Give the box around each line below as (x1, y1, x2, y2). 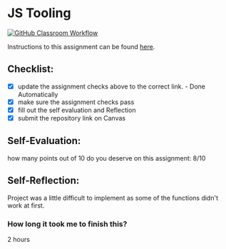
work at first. (7, 201, 45, 210)
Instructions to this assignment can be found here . (7, 42, 155, 51)
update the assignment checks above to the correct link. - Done (17, 82, 205, 91)
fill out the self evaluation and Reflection (17, 106, 136, 114)
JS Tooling (7, 5, 71, 21)
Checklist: (7, 63, 54, 76)
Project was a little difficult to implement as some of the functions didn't (7, 193, 219, 202)
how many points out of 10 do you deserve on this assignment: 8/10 (7, 153, 206, 162)
